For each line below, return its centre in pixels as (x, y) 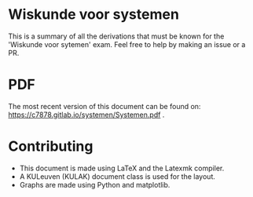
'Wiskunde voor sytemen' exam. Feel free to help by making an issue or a (127, 44)
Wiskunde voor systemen (93, 15)
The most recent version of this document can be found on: (104, 106)
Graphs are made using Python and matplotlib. (95, 184)
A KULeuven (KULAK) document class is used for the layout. (117, 176)
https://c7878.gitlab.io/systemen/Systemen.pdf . (86, 115)
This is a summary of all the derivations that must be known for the (116, 36)
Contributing (51, 146)
